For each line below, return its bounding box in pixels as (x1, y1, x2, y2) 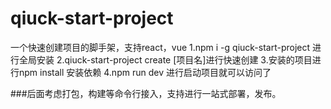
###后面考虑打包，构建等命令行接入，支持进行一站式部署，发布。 (10, 87, 282, 99)
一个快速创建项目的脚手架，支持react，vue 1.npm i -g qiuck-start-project (10, 41, 311, 53)
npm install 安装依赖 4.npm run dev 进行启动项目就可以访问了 (18, 66, 272, 78)
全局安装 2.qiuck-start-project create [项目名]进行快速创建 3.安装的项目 (18, 53, 313, 66)
